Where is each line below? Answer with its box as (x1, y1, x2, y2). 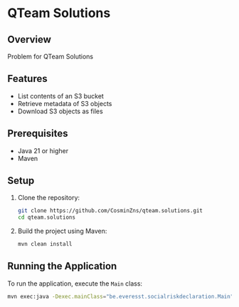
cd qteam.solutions (17, 214, 76, 222)
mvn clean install (17, 241, 73, 248)
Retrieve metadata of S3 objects (17, 99, 112, 108)
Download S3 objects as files (17, 107, 103, 115)
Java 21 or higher (17, 146, 69, 155)
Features (7, 73, 48, 85)
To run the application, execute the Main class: (7, 279, 143, 288)
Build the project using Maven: (17, 227, 107, 236)
